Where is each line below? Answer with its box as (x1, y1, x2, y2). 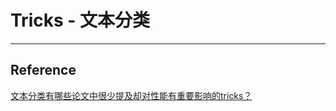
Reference (10, 62, 77, 79)
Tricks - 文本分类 (10, 9, 150, 32)
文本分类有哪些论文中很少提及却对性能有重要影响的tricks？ (10, 89, 253, 101)
